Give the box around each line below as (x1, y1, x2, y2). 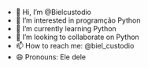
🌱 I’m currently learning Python (15, 24, 117, 33)
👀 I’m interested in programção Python (15, 16, 141, 25)
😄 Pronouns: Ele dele (15, 52, 87, 62)
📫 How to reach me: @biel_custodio (15, 41, 135, 50)
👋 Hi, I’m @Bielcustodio (15, 8, 92, 16)
